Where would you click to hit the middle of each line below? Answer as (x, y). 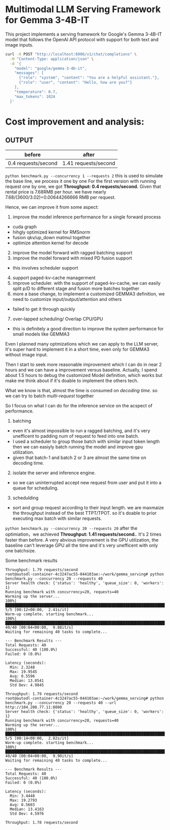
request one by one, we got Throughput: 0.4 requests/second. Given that (83, 186)
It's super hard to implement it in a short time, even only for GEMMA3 (77, 349)
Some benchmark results (31, 560)
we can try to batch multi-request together (50, 396)
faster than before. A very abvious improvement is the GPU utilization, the (82, 540)
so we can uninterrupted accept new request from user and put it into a (87, 482)
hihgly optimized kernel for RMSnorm (51, 232)
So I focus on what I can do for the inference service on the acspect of (79, 405)
